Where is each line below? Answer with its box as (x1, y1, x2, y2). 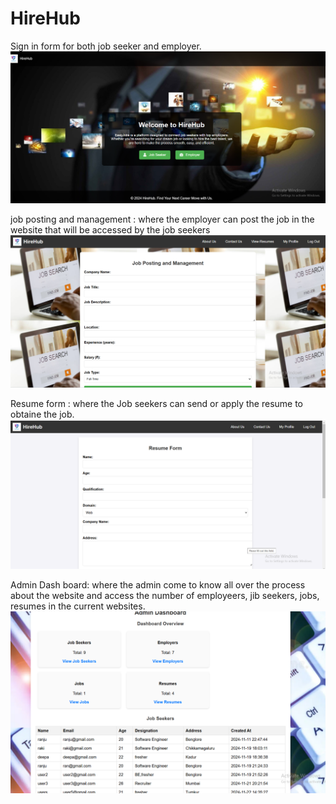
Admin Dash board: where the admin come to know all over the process (10, 579, 306, 591)
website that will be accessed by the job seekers (10, 223, 211, 236)
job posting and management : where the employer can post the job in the (10, 213, 315, 225)
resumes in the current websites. (10, 600, 146, 612)
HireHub (10, 7, 81, 30)
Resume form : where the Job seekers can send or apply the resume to (10, 398, 303, 410)
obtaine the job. (10, 408, 75, 421)
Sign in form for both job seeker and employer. (10, 40, 202, 52)
